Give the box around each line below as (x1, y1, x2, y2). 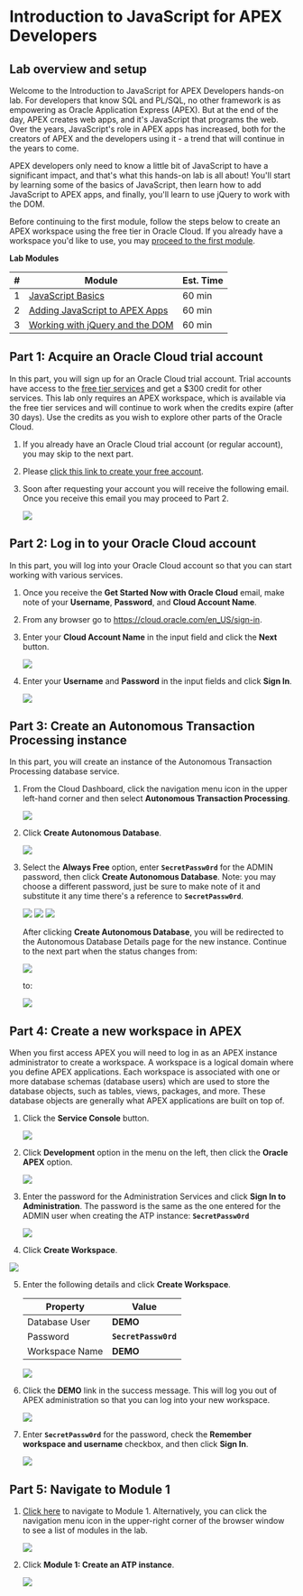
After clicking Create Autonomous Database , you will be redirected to (22, 927, 284, 937)
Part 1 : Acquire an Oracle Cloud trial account (9, 349, 263, 364)
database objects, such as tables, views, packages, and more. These (9, 1085, 266, 1097)
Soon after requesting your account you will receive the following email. (22, 483, 289, 494)
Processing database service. (9, 766, 120, 777)
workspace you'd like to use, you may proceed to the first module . (9, 235, 255, 245)
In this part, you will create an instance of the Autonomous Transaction (9, 756, 272, 768)
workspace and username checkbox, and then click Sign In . (22, 1439, 249, 1450)
